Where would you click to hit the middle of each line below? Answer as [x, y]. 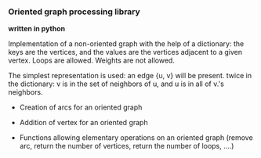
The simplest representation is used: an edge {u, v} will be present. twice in [130, 76]
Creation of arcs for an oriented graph [81, 107]
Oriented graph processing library [74, 12]
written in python [37, 29]
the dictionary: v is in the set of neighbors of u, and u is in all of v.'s [116, 84]
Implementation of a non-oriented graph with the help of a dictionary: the [126, 44]
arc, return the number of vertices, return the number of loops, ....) [127, 146]
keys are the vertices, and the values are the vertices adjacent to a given [125, 52]
